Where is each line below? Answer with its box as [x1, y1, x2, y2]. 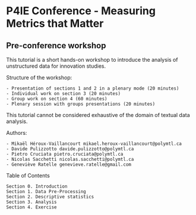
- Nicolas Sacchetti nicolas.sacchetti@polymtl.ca [6, 156, 134, 162]
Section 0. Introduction [6, 184, 68, 189]
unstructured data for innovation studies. [6, 62, 106, 69]
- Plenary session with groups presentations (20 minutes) [6, 101, 156, 107]
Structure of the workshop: [6, 74, 72, 81]
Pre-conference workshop [6, 40, 106, 50]
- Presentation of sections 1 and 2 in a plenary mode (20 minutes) [6, 86, 179, 91]
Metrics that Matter [6, 17, 104, 30]
